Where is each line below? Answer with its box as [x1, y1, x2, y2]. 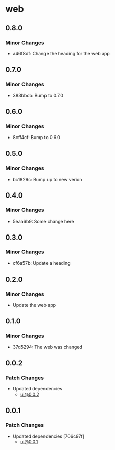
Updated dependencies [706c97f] [12, 433, 84, 439]
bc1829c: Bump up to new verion [12, 176, 83, 182]
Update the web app [12, 302, 56, 308]
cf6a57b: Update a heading [12, 260, 71, 266]
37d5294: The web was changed [12, 344, 83, 350]
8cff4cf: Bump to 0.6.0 [12, 134, 60, 141]
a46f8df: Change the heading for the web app [12, 50, 110, 56]
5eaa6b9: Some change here [12, 218, 74, 224]
